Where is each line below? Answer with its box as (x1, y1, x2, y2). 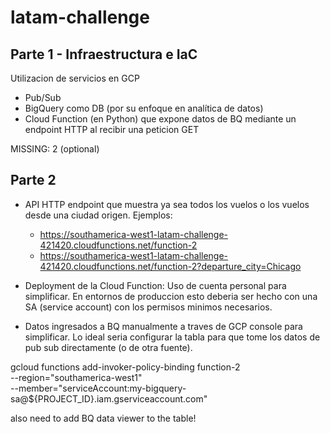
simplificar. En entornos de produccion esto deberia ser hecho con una (24, 290, 318, 302)
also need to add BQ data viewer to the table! (10, 412, 197, 424)
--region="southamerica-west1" (10, 371, 143, 383)
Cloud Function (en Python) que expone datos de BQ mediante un (24, 113, 297, 125)
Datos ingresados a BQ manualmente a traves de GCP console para (24, 320, 303, 332)
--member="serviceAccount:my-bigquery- (10, 382, 187, 394)
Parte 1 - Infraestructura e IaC (10, 46, 198, 63)
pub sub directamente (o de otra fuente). (24, 341, 193, 353)
